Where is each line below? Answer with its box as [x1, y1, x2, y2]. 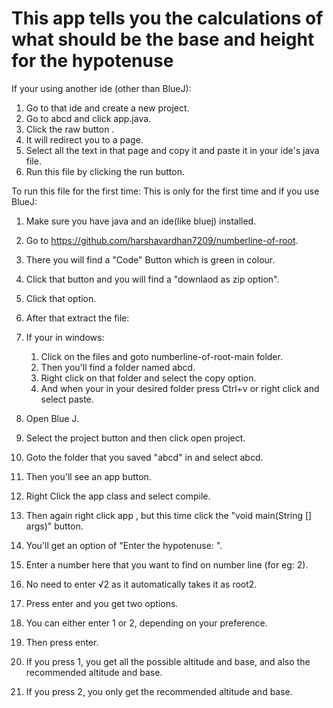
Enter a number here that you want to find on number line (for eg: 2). [25, 558, 309, 571]
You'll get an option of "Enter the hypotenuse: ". [25, 539, 223, 551]
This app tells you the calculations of [11, 7, 324, 30]
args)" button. [25, 520, 84, 532]
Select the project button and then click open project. [25, 432, 246, 444]
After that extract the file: [25, 312, 130, 324]
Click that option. [25, 292, 97, 304]
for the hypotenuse [11, 50, 174, 72]
